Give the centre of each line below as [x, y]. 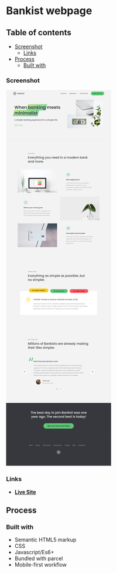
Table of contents [39, 33]
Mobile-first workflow [41, 565]
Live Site [25, 492]
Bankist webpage [49, 11]
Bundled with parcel [39, 558]
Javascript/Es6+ [34, 552]
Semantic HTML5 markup [45, 540]
